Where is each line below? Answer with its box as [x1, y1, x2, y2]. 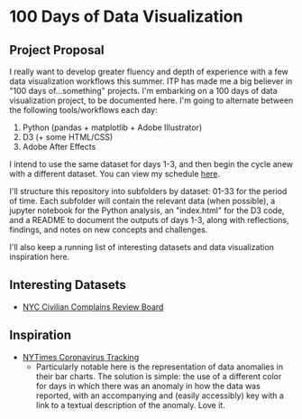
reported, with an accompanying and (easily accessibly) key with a [35, 390, 284, 401]
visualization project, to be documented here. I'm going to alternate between [9, 95, 294, 106]
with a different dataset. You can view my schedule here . [9, 169, 221, 179]
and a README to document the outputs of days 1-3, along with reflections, [9, 215, 289, 225]
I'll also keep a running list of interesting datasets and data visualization [9, 242, 275, 252]
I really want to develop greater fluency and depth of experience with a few [9, 66, 288, 77]
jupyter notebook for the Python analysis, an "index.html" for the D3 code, [9, 205, 285, 216]
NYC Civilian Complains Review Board [22, 301, 164, 312]
